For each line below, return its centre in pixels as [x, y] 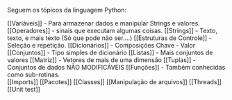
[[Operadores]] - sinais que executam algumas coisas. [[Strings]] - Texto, [112, 31]
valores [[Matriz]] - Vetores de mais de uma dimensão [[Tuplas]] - [101, 60]
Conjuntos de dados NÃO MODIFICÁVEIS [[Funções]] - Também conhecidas [116, 67]
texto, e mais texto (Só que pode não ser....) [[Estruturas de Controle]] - [109, 38]
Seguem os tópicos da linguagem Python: [67, 10]
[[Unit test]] [24, 89]
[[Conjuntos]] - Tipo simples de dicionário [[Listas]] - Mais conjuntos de [110, 52]
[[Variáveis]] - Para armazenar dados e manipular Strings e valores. [103, 23]
